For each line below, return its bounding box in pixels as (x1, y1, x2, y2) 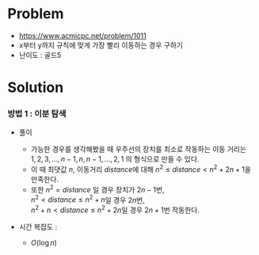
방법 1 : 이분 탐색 (7, 108, 67, 120)
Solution (7, 78, 64, 97)
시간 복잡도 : (18, 223, 58, 232)
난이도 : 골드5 (18, 50, 62, 59)
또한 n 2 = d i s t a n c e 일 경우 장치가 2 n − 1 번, (30, 184, 165, 194)
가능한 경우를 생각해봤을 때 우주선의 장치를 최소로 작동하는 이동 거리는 (30, 144, 247, 154)
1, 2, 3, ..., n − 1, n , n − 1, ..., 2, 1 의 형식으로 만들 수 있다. (30, 154, 200, 164)
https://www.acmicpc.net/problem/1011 (18, 31, 147, 40)
